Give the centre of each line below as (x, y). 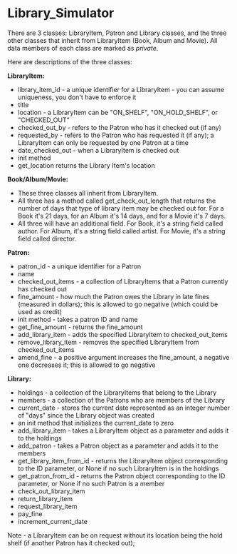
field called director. (47, 238)
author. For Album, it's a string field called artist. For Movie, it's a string (121, 231)
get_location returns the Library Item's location (86, 165)
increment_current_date (52, 521)
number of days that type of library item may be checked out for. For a (121, 208)
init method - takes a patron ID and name (78, 319)
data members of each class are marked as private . (83, 48)
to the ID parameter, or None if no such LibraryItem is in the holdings (118, 468)
